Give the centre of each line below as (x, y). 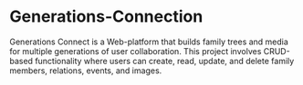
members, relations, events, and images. (86, 71)
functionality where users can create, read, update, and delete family (165, 61)
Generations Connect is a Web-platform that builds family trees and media (149, 42)
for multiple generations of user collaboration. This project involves (136, 51)
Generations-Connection (106, 17)
